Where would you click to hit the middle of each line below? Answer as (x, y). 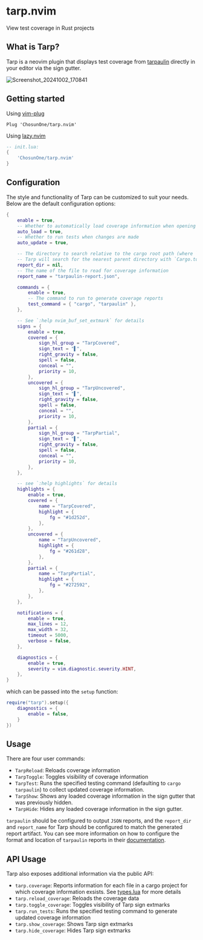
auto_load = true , (40, 231)
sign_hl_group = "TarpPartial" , (79, 433)
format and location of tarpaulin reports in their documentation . (86, 840)
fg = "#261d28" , (70, 551)
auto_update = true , (43, 243)
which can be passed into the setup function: (62, 692)
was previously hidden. (44, 803)
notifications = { (40, 613)
